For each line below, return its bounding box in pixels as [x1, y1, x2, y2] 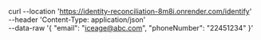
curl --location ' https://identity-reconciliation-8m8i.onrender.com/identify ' [8, 7, 252, 16]
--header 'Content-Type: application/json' [8, 15, 146, 24]
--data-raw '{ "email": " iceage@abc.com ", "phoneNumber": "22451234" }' [8, 24, 254, 32]
